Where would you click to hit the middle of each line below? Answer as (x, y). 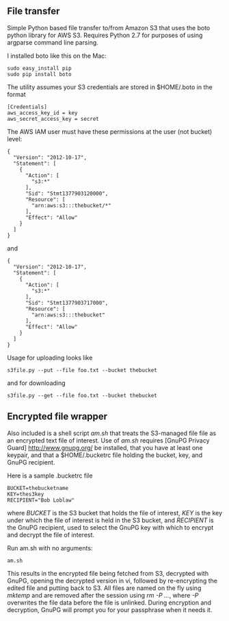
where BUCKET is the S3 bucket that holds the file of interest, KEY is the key (115, 513)
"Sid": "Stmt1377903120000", (67, 194)
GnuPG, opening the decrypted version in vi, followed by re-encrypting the (112, 581)
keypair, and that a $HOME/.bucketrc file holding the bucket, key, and (105, 455)
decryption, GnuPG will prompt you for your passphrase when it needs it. (110, 609)
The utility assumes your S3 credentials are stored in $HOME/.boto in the (110, 87)
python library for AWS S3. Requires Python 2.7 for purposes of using (105, 35)
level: (15, 139)
